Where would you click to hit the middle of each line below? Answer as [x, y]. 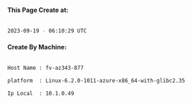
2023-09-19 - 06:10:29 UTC [47, 31]
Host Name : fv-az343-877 [45, 68]
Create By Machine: [37, 47]
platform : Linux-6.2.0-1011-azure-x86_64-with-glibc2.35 [96, 81]
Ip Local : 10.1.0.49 [41, 94]
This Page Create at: [38, 10]
